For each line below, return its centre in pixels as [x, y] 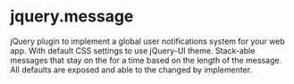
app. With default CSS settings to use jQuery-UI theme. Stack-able [133, 50]
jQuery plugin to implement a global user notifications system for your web [147, 41]
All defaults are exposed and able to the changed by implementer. [131, 70]
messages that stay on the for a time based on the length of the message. [146, 60]
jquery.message [72, 17]
